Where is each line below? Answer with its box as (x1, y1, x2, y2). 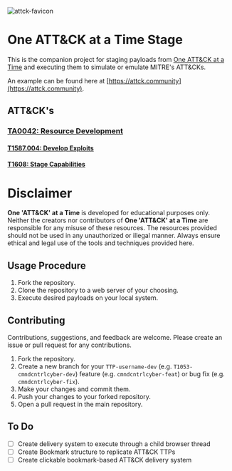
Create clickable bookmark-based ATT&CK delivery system (17, 455, 192, 464)
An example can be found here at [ (7, 76, 109, 85)
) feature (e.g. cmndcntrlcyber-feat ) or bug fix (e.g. (75, 370, 226, 378)
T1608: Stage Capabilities (7, 160, 85, 169)
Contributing (7, 314, 65, 326)
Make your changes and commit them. (17, 385, 131, 393)
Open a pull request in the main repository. (17, 400, 143, 408)
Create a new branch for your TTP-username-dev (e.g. (17, 362, 172, 371)
